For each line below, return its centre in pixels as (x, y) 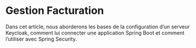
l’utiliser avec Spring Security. (41, 39)
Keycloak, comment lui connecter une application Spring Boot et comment (95, 32)
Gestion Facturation (55, 11)
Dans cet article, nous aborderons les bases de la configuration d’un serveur (98, 27)
